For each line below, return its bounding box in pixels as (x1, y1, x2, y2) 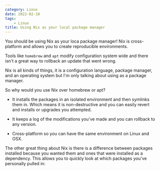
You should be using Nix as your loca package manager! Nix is (5, 38, 130, 44)
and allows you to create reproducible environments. (22, 44, 128, 49)
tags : (5, 16, 16, 21)
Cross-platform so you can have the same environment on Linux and (12, 131, 149, 137)
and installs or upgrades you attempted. (12, 107, 92, 113)
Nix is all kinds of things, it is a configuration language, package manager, (5, 67, 153, 73)
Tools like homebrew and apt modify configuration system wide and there (5, 53, 149, 59)
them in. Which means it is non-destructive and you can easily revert (12, 102, 150, 108)
